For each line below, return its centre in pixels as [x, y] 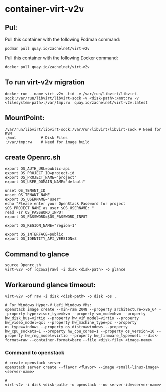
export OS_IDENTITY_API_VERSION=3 [41, 239]
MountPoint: [25, 118]
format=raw [16, 340]
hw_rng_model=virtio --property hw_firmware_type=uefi [83, 336]
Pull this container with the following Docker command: [62, 58]
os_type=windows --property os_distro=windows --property [66, 327]
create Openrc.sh [33, 158]
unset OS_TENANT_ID [25, 191]
